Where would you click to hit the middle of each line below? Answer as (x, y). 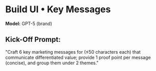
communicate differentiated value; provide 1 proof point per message (78, 57)
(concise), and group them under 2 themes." (52, 63)
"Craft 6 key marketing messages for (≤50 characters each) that (73, 52)
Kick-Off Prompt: (33, 40)
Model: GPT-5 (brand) (29, 23)
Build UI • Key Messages (58, 9)
